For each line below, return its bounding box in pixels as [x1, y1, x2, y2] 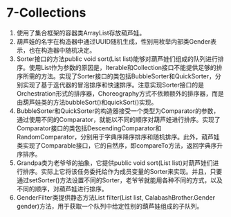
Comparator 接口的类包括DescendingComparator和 [16, 123, 162, 132]
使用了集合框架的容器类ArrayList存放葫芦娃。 [16, 28, 146, 37]
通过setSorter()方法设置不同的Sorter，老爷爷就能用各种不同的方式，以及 [16, 175, 223, 184]
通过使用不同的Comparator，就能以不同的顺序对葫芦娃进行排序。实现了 [16, 115, 221, 123]
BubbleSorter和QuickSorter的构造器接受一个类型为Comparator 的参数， [16, 106, 220, 115]
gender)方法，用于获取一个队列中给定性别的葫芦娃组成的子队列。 [16, 202, 203, 210]
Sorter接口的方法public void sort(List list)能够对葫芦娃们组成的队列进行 [16, 54, 219, 63]
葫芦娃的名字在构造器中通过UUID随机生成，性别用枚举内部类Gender [16, 37, 211, 46]
